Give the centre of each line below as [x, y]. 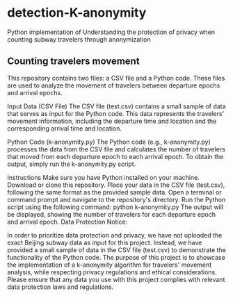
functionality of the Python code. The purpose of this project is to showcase [116, 257]
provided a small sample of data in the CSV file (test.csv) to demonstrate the [116, 250]
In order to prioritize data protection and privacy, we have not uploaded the [115, 235]
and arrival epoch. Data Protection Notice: [67, 222]
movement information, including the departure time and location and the [112, 121]
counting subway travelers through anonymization [79, 39]
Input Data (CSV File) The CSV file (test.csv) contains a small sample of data [116, 106]
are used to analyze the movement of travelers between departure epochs [114, 85]
